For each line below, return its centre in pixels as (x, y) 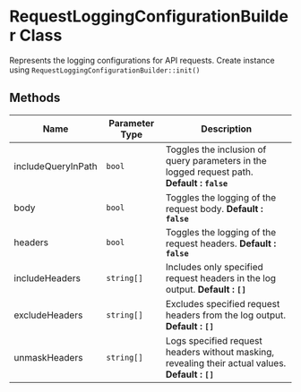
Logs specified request (214, 340)
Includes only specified (215, 267)
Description (227, 129)
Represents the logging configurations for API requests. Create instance (142, 60)
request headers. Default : (221, 243)
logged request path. (209, 172)
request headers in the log (220, 277)
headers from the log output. (226, 315)
